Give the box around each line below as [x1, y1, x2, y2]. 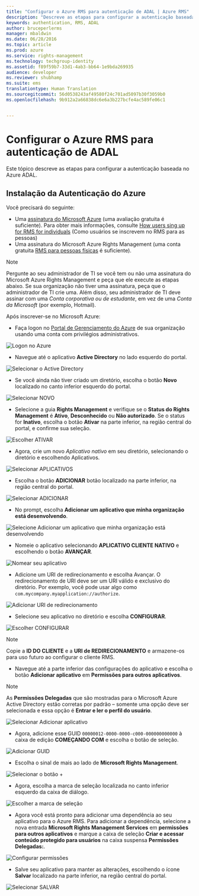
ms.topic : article [6, 42, 52, 48]
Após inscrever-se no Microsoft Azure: [6, 313, 101, 320]
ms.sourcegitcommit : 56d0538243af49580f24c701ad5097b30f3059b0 [6, 91, 166, 97]
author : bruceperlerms [6, 25, 62, 31]
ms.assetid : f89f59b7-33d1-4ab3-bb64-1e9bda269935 [6, 63, 134, 70]
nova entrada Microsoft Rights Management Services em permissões [14, 824, 188, 831]
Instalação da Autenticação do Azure [6, 188, 146, 199]
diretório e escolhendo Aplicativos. [14, 454, 100, 461]
